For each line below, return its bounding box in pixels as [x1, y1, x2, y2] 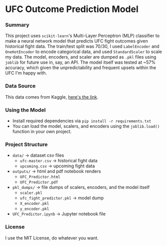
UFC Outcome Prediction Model [5, 4, 139, 15]
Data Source [5, 83, 36, 90]
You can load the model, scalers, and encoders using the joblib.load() [12, 123, 160, 129]
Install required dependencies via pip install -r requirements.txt [12, 118, 152, 124]
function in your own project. [12, 129, 72, 135]
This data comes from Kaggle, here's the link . [5, 94, 99, 100]
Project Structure [5, 141, 48, 148]
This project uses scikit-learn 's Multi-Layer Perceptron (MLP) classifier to [5, 33, 160, 39]
